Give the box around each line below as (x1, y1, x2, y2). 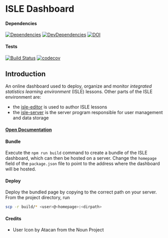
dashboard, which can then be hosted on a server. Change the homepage (5, 155, 157, 161)
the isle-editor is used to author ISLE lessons (12, 104, 108, 110)
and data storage (12, 115, 49, 121)
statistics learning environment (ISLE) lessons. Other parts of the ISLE (5, 89, 153, 95)
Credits (5, 215, 22, 222)
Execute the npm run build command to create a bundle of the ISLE (5, 149, 148, 156)
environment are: (5, 94, 41, 100)
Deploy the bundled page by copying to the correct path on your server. (5, 189, 157, 195)
